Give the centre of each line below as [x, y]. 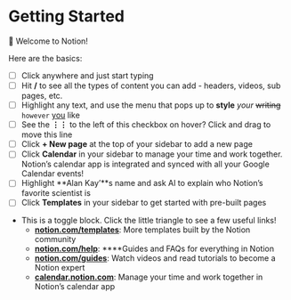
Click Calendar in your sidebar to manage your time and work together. [152, 154]
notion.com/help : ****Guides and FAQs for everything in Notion [154, 249]
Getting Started [67, 16]
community [55, 239]
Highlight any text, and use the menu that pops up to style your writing [151, 105]
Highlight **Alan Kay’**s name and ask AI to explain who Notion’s [142, 183]
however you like [51, 115]
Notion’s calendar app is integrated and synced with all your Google [145, 164]
